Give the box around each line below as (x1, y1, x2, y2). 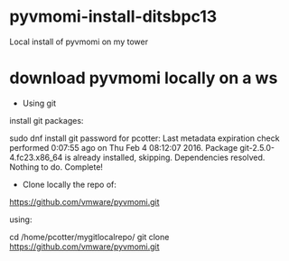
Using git (22, 98, 57, 108)
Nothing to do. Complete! (9, 161, 104, 172)
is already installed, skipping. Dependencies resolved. (64, 152, 266, 163)
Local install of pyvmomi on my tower (9, 36, 149, 47)
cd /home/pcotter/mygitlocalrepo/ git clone (9, 231, 170, 242)
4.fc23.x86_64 (9, 152, 63, 163)
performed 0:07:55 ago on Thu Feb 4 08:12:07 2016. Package (9, 142, 238, 153)
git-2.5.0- (239, 142, 275, 153)
